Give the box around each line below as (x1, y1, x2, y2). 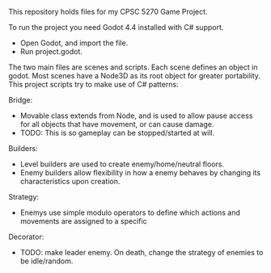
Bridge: (8, 95, 33, 104)
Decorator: (8, 232, 44, 241)
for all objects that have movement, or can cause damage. (19, 120, 214, 128)
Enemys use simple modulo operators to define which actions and (19, 208, 241, 217)
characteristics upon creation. (19, 177, 121, 186)
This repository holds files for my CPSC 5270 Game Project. (8, 7, 208, 16)
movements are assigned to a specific (19, 216, 147, 225)
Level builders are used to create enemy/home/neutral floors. (19, 159, 225, 169)
